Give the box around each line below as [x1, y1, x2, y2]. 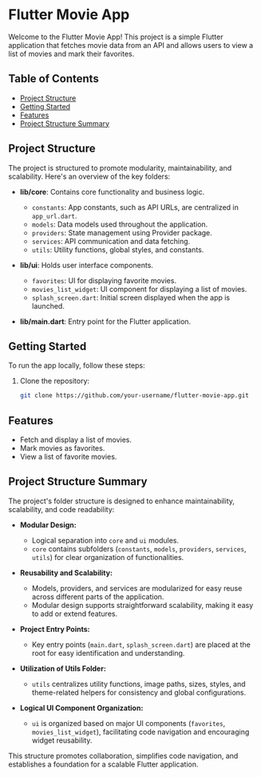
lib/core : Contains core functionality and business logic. [19, 187, 205, 196]
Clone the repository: [19, 377, 90, 386]
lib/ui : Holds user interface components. [19, 260, 154, 270]
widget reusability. [31, 736, 93, 745]
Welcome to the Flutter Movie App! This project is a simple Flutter [8, 32, 223, 41]
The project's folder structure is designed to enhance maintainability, [8, 496, 235, 506]
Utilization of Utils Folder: [19, 664, 106, 673]
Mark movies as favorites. [19, 444, 105, 453]
